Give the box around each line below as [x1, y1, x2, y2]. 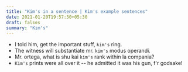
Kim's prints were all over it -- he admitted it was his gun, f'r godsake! [14, 60, 183, 67]
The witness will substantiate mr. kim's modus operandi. [14, 47, 151, 54]
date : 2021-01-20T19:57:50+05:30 [6, 14, 88, 20]
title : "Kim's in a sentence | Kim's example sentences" [6, 8, 148, 15]
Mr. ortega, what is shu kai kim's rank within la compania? [14, 53, 155, 60]
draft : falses [6, 19, 41, 25]
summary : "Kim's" [6, 25, 49, 31]
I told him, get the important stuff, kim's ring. [14, 41, 122, 48]
